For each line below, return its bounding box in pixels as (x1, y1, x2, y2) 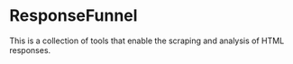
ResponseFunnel (9, 5, 138, 26)
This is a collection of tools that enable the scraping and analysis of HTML (9, 35, 285, 46)
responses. (9, 44, 51, 55)
